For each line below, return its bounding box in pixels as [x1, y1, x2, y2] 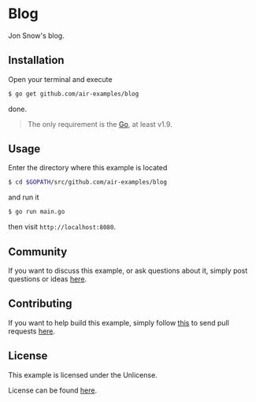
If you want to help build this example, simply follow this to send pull [8, 318, 230, 327]
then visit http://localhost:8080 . [8, 222, 117, 232]
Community [8, 245, 68, 259]
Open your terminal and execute [8, 74, 113, 84]
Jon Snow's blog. [8, 31, 65, 40]
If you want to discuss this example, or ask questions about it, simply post [8, 266, 248, 275]
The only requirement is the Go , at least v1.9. [27, 119, 173, 128]
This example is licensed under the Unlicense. [8, 370, 158, 379]
